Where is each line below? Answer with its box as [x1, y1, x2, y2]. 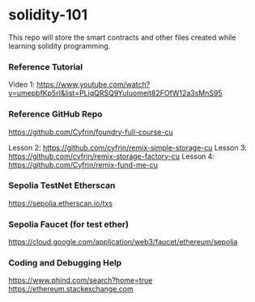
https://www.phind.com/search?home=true [8, 275, 153, 285]
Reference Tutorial [8, 61, 83, 72]
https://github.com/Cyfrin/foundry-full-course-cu [8, 127, 173, 137]
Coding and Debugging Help [8, 257, 122, 269]
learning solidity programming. [8, 40, 111, 50]
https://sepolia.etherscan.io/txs [8, 198, 113, 208]
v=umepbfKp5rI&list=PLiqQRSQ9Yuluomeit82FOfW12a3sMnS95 [8, 88, 223, 98]
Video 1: [8, 79, 35, 90]
